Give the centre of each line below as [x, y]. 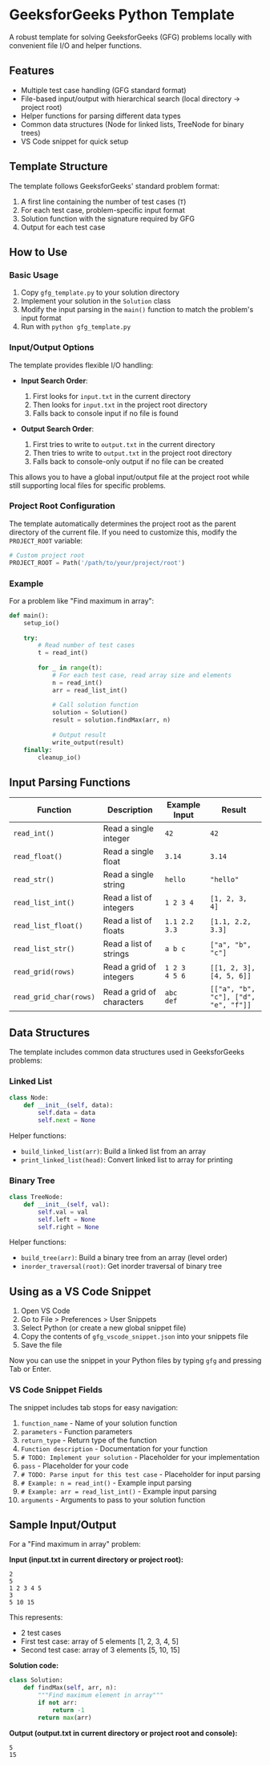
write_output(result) [88, 742]
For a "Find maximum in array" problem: [75, 1544]
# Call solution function [95, 705]
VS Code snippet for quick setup [75, 141]
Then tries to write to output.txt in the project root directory [132, 453]
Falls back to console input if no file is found [105, 413]
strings [116, 954]
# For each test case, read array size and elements [141, 675]
